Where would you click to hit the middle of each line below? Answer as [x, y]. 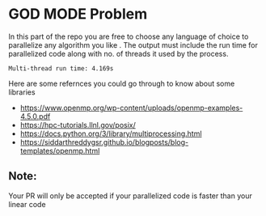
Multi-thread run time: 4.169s [61, 68]
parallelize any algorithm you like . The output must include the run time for [133, 44]
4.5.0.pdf [35, 116]
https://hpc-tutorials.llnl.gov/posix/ [78, 125]
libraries [22, 92]
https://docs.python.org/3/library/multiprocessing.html [111, 133]
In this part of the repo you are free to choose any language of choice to [129, 36]
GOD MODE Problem [78, 14]
